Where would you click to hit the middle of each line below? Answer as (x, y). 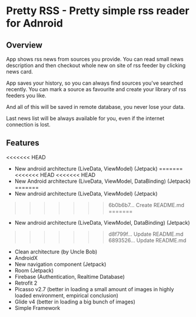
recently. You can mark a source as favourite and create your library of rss (96, 89)
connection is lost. (29, 124)
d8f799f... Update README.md (146, 234)
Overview (24, 45)
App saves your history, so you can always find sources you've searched (95, 83)
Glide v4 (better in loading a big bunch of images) (75, 302)
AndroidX (26, 258)
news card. (20, 71)
